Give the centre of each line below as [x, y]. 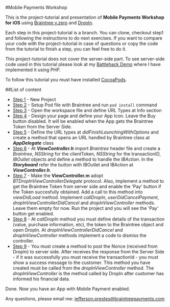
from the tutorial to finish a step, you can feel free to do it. [66, 49]
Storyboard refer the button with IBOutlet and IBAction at [73, 165]
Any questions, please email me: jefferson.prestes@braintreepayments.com [85, 299]
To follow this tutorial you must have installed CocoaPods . [66, 80]
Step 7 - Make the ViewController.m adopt [58, 176]
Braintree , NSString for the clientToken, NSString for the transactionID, [87, 154]
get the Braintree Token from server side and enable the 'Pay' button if [87, 187]
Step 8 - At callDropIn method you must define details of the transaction [89, 219]
